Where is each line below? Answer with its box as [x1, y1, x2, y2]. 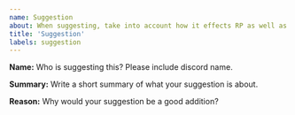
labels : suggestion [9, 37, 82, 47]
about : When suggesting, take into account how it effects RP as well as [9, 21, 288, 30]
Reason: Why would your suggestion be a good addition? [9, 96, 219, 107]
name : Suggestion [9, 12, 74, 22]
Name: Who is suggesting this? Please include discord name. [9, 62, 233, 73]
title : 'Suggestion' [9, 29, 86, 38]
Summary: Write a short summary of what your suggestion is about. [9, 79, 259, 89]
